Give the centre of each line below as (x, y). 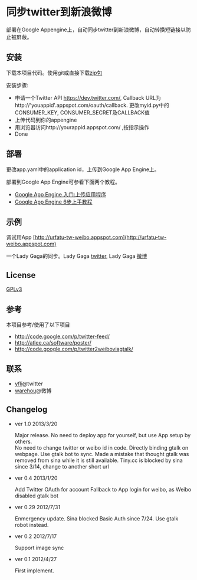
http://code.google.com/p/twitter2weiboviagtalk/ (74, 349)
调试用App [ (21, 237)
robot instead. (32, 525)
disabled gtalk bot (37, 496)
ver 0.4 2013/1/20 (36, 478)
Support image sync (39, 548)
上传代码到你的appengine (46, 120)
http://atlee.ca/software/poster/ (53, 343)
